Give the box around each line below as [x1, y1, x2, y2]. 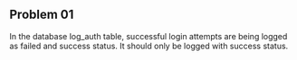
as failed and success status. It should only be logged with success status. [9, 40, 289, 51]
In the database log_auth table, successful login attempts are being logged [9, 30, 288, 41]
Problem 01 [9, 7, 74, 22]
